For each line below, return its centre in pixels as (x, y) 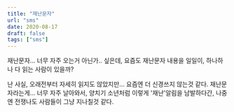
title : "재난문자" (31, 14)
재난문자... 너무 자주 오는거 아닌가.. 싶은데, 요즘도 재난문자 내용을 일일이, (106, 61)
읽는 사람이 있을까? (48, 69)
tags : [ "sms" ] (28, 40)
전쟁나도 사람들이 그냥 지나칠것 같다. (64, 101)
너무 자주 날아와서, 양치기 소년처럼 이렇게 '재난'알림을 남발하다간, (126, 93)
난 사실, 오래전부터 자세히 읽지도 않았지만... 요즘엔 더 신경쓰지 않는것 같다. (108, 84)
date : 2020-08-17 (33, 27)
